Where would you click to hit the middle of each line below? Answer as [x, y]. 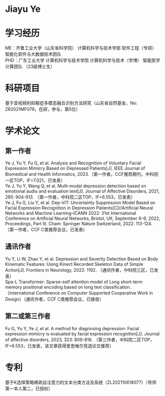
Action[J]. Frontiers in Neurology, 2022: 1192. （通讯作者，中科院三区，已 [80, 270]
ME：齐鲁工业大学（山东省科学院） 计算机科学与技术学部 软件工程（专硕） [81, 48]
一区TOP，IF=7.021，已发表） [35, 180]
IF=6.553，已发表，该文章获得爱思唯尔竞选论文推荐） [60, 346]
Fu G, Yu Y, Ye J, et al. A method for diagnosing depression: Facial [72, 328]
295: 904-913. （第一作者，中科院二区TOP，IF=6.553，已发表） [70, 197]
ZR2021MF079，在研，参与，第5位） [43, 109]
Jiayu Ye [23, 9]
